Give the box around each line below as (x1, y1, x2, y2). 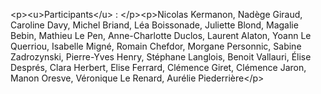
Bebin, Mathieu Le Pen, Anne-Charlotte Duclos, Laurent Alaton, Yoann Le (10, 30, 312, 41)
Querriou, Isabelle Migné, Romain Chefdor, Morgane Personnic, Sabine (10, 40, 302, 52)
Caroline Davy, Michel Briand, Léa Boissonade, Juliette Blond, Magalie (10, 19, 299, 31)
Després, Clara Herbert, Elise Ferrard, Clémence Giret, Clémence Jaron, (10, 62, 307, 73)
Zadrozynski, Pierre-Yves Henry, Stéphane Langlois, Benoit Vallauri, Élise (10, 51, 312, 63)
